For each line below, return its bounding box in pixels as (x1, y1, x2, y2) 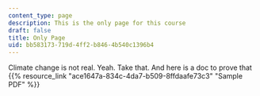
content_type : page (8, 11, 73, 20)
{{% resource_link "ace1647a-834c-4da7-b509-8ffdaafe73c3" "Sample (8, 71, 243, 81)
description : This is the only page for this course (8, 19, 186, 27)
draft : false (8, 26, 52, 34)
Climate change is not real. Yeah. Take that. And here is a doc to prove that (8, 63, 252, 72)
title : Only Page (8, 33, 66, 42)
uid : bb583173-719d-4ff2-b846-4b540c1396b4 (8, 41, 155, 49)
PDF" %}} (8, 80, 40, 90)
